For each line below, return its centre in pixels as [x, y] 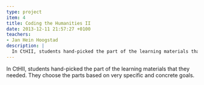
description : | [25, 46]
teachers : [19, 35]
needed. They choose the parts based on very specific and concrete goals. [100, 75]
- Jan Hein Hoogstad [32, 40]
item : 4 [16, 18]
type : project [24, 12]
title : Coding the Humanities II [49, 23]
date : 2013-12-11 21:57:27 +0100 [49, 29]
